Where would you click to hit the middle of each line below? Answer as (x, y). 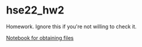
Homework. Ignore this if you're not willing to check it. (71, 26)
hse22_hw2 (35, 10)
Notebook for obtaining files (40, 38)
